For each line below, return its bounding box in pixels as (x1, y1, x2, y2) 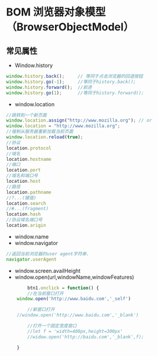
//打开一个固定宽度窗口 (27, 323, 77, 329)
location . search (6, 200, 46, 206)
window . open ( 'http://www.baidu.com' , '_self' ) (17, 296, 131, 302)
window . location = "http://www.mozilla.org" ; (6, 123, 120, 129)
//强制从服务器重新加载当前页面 (6, 129, 73, 135)
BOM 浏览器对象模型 (6, 5, 106, 19)
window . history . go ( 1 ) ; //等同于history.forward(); (6, 90, 144, 96)
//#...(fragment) (6, 206, 49, 212)
